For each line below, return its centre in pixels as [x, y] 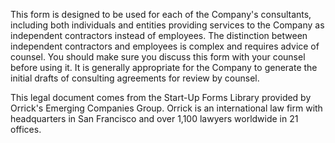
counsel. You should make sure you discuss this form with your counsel [158, 57]
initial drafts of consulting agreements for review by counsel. [135, 78]
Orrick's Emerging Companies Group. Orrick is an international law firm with [166, 108]
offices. [26, 129]
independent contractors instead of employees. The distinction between [159, 35]
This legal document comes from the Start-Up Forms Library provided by [161, 97]
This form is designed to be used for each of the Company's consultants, [161, 14]
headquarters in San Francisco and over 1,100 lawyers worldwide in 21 [154, 118]
